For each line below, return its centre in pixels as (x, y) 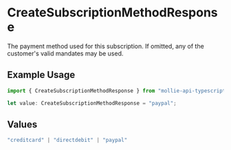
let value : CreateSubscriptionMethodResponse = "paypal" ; (92, 103)
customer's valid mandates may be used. (65, 53)
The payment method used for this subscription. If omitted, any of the (106, 46)
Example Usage (41, 75)
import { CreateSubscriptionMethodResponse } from (81, 90)
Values (22, 124)
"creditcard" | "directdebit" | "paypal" (67, 140)
